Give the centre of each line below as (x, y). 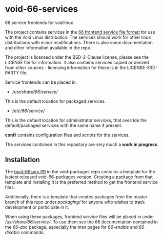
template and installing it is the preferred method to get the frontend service (81, 182)
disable (12, 232)
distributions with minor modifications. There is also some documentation (79, 42)
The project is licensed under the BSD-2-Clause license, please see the (77, 57)
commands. (33, 232)
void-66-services (41, 9)
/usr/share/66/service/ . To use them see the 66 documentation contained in (81, 222)
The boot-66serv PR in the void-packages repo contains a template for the (80, 171)
